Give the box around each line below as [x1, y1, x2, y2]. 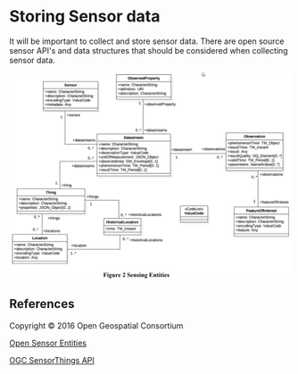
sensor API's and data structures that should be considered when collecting [9, 45, 288, 55]
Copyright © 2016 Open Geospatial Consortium [9, 320, 184, 331]
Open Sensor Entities [9, 337, 87, 348]
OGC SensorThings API [9, 354, 95, 365]
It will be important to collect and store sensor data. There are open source [9, 36, 285, 46]
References [9, 296, 75, 312]
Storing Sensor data [9, 6, 161, 27]
